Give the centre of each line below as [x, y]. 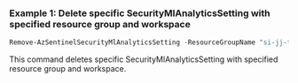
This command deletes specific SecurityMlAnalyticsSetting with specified [144, 59]
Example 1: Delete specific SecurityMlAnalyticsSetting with [140, 13]
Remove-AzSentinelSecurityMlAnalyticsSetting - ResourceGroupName [132, 42]
